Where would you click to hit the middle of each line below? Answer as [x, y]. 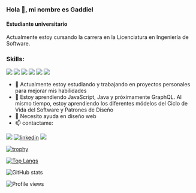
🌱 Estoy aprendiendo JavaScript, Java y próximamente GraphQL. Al [98, 97]
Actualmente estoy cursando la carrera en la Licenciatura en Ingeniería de [97, 37]
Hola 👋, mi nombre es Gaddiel [50, 10]
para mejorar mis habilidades [51, 91]
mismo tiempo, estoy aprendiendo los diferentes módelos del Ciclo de [101, 104]
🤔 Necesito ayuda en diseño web [55, 116]
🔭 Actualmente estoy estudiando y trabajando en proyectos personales [102, 85]
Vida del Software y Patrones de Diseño [64, 110]
